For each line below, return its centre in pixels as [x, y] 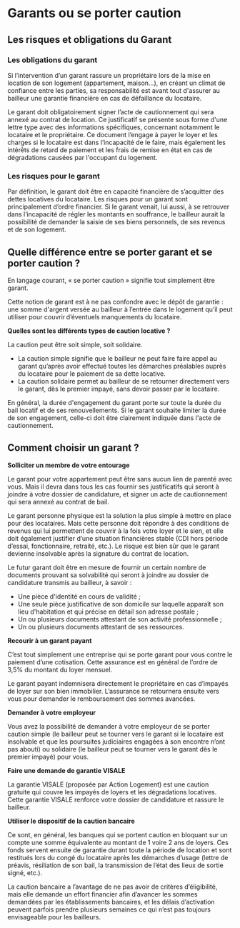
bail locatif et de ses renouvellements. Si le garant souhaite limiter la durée [117, 410]
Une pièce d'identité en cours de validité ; [79, 596]
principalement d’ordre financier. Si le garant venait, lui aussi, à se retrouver [119, 207]
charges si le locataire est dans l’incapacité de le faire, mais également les [117, 142]
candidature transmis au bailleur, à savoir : [70, 582]
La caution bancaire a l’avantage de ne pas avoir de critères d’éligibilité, [112, 887]
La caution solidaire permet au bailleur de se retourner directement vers [124, 381]
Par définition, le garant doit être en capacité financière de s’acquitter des [116, 191]
